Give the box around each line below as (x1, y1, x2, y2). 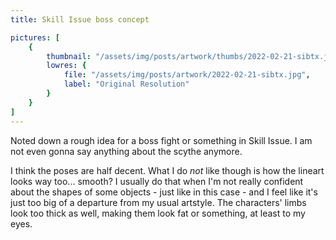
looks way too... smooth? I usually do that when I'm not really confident (10, 175, 304, 187)
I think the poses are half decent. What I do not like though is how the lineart (10, 164, 325, 176)
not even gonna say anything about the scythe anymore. (10, 145, 243, 157)
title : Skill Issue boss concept (10, 14, 150, 25)
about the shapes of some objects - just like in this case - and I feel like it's (10, 186, 318, 198)
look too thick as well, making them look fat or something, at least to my (10, 207, 306, 219)
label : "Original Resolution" (63, 79, 190, 90)
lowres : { (46, 61, 87, 71)
